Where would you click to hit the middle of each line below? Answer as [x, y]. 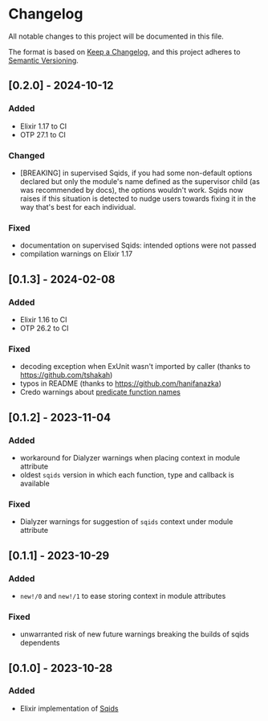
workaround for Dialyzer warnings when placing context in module [130, 457]
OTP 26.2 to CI [45, 328]
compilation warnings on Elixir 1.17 [76, 254]
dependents [40, 643]
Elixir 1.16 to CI [43, 319]
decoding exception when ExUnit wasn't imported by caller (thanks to [135, 367]
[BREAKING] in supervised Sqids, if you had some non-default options [136, 173]
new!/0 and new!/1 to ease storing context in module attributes [123, 596]
